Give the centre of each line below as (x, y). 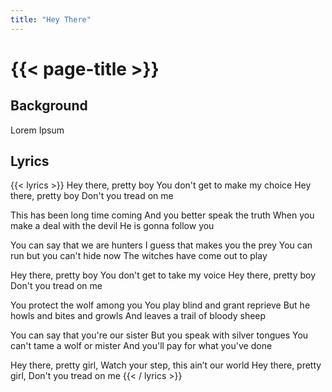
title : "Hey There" (51, 19)
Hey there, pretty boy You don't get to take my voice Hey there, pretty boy (163, 275)
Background (49, 106)
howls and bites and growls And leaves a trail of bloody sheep (138, 316)
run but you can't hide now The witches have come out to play (139, 256)
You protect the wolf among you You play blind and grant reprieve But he (160, 305)
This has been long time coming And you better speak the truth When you (162, 215)
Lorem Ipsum (37, 130)
